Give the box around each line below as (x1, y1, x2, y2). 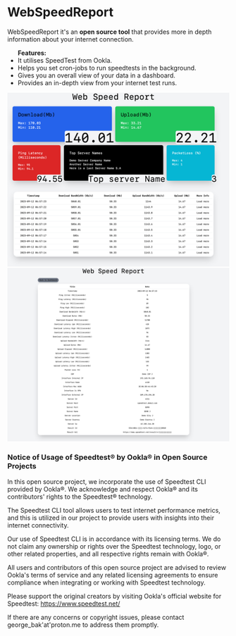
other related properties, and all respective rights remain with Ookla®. (7, 549, 209, 558)
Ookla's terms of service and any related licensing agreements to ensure (7, 570, 218, 579)
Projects (7, 461, 37, 471)
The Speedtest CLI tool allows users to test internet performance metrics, (7, 506, 221, 514)
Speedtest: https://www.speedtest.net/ (7, 599, 120, 608)
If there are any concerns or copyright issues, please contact (7, 613, 185, 621)
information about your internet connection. (7, 35, 134, 43)
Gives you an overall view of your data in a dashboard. (17, 71, 176, 80)
